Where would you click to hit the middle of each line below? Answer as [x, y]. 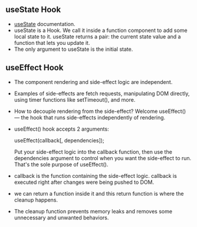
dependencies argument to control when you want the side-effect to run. [103, 158]
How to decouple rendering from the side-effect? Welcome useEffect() [100, 111]
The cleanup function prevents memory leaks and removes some [93, 211]
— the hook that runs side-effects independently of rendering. [90, 117]
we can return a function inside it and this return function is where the [99, 193]
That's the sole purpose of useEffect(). [61, 164]
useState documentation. [45, 24]
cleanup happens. [36, 200]
